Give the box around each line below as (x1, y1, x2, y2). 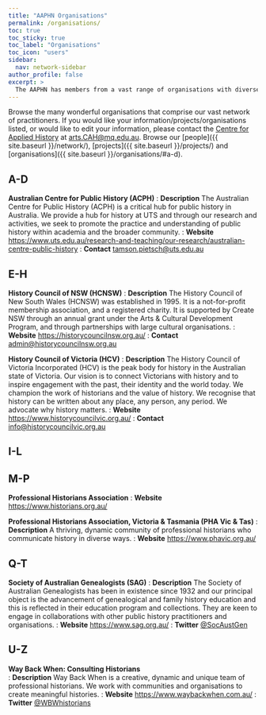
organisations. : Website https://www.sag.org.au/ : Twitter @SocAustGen (8, 620, 248, 630)
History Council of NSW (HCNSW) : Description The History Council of (8, 288, 243, 298)
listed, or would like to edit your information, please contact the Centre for (8, 124, 249, 133)
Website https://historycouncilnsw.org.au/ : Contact (8, 330, 179, 340)
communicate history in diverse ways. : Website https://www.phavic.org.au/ (8, 534, 256, 543)
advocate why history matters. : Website (8, 405, 141, 414)
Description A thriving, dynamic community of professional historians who (8, 525, 252, 535)
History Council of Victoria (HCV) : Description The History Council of (8, 354, 241, 364)
